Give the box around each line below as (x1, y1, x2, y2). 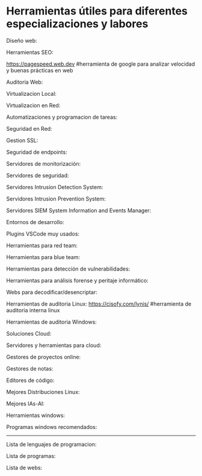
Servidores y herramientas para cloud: (6, 342, 102, 349)
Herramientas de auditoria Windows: (6, 318, 97, 325)
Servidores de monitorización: (6, 160, 81, 167)
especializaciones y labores (6, 17, 148, 31)
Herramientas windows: (6, 412, 65, 419)
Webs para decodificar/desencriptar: (6, 288, 98, 296)
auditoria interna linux (6, 306, 60, 314)
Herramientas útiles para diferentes (6, 4, 188, 18)
